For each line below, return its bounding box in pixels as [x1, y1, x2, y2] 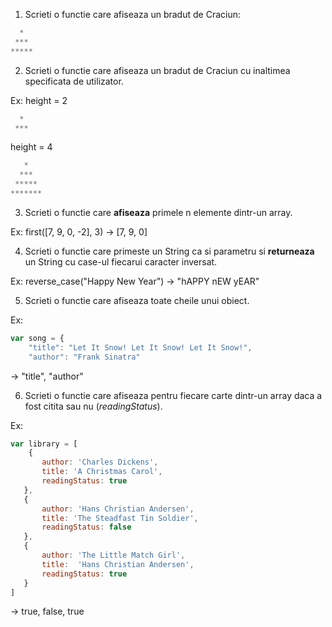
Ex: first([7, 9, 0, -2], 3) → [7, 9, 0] [10, 225, 148, 238]
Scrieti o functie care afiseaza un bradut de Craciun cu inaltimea [24, 64, 291, 76]
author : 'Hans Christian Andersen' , [41, 504, 195, 514]
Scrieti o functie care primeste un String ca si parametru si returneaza [24, 245, 315, 257]
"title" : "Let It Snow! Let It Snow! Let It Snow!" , [28, 342, 253, 353]
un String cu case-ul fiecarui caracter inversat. [24, 255, 218, 268]
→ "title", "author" [10, 370, 84, 382]
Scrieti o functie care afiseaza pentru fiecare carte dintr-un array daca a [24, 389, 323, 401]
